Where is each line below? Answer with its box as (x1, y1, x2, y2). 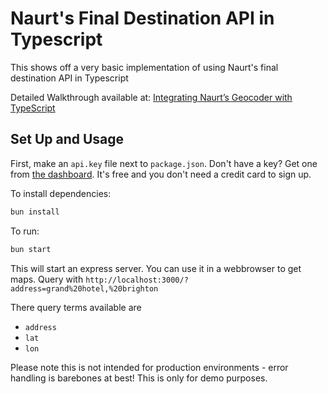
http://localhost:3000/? (85, 275, 189, 285)
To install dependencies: (10, 187, 112, 199)
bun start (10, 244, 52, 254)
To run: (10, 225, 40, 237)
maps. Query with (10, 273, 84, 285)
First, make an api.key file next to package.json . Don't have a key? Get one (10, 157, 318, 169)
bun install (10, 207, 60, 217)
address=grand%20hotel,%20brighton (10, 283, 159, 294)
